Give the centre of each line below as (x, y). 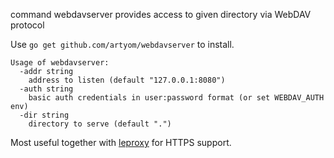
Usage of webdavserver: (60, 63)
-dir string (44, 115)
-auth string (46, 89)
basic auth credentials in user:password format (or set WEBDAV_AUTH (176, 98)
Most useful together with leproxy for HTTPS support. (121, 142)
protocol (27, 25)
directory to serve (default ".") (100, 124)
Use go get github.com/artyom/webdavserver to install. (122, 44)
